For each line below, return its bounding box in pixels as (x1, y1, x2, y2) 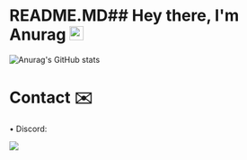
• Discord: (9, 123, 48, 134)
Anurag (9, 24, 66, 45)
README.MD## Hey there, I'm (9, 5, 240, 26)
